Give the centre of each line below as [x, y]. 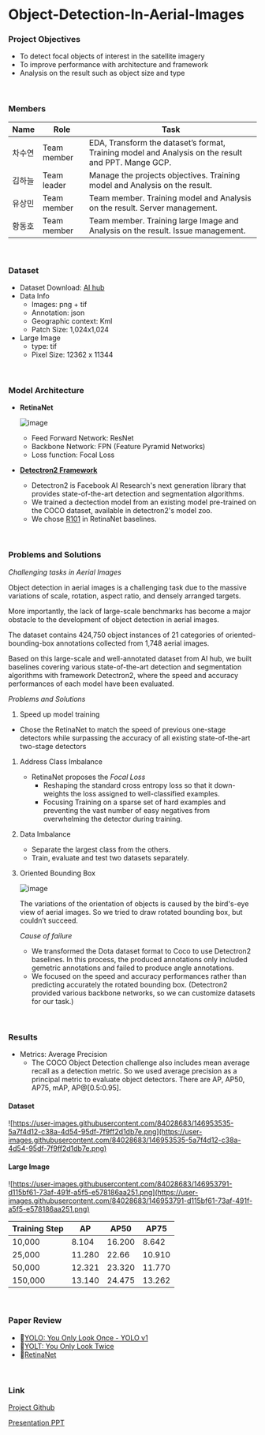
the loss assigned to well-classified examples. [145, 793]
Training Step [38, 1229]
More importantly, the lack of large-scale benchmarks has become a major [129, 611]
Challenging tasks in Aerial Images [65, 572]
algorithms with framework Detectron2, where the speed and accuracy [123, 675]
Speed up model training [60, 714]
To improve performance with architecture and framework [114, 65]
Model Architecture [46, 390]
